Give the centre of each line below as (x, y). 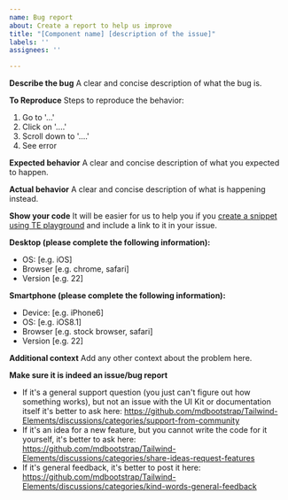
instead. (24, 199)
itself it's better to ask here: (72, 412)
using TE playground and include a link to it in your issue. (113, 226)
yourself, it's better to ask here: (79, 440)
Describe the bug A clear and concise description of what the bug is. (136, 83)
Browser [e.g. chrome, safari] (76, 269)
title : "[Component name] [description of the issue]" (113, 34)
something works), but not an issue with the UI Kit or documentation (147, 402)
